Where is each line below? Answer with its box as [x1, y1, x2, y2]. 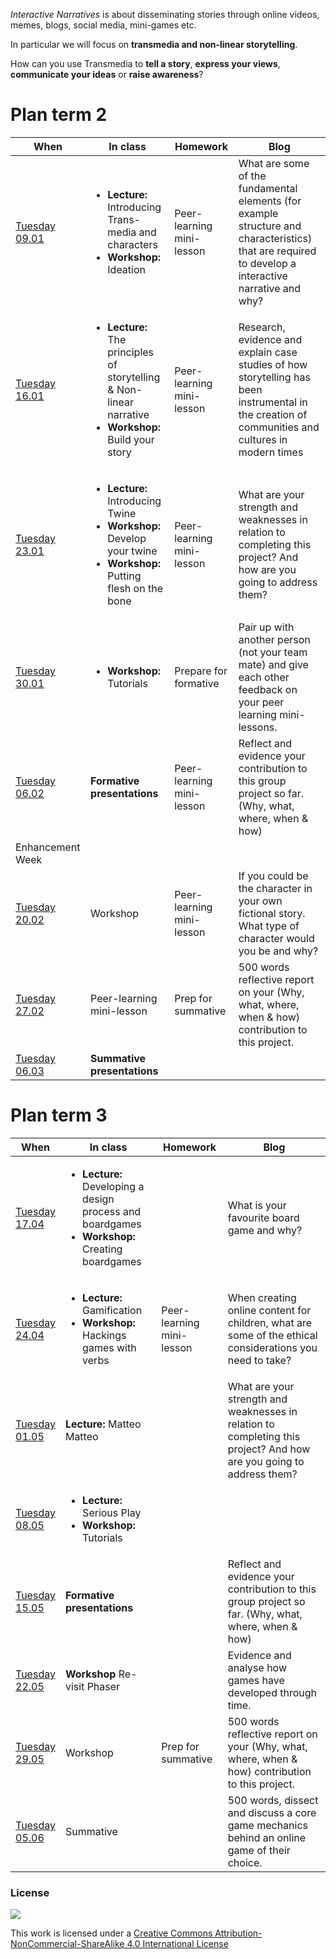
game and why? [227, 1223, 303, 1237]
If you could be [238, 869, 309, 883]
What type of [238, 919, 300, 933]
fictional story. [238, 906, 306, 920]
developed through [227, 1685, 318, 1699]
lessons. [238, 720, 278, 734]
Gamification [82, 1303, 143, 1317]
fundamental [238, 181, 298, 195]
